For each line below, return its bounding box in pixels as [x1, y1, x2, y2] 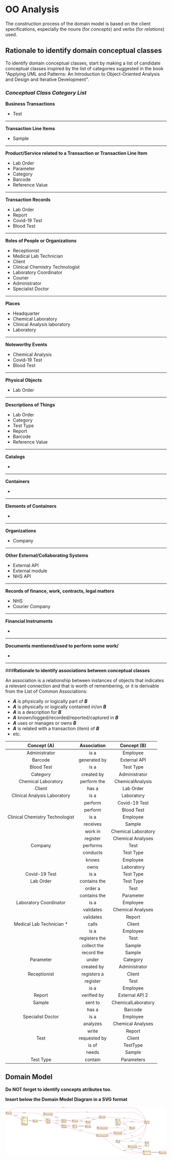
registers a [81, 971, 104, 977]
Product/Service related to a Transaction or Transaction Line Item [5, 150, 147, 156]
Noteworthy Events [5, 342, 48, 348]
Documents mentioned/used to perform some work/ [5, 643, 119, 649]
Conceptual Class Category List [5, 89, 87, 96]
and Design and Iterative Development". [5, 76, 90, 83]
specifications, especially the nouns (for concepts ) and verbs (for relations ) [5, 26, 165, 32]
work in [84, 828, 101, 834]
